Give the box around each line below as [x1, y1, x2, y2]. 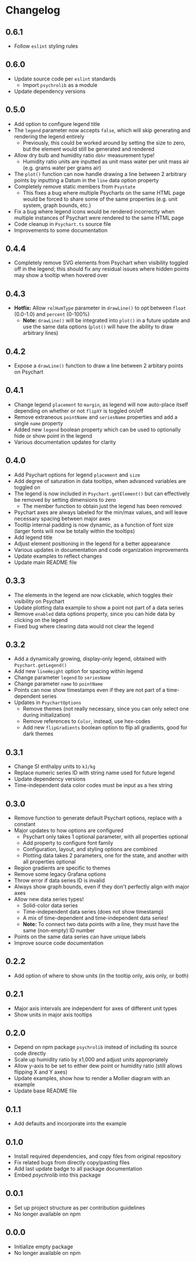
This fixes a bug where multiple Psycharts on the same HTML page [22, 189, 185, 196]
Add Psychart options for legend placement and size [13, 471, 140, 478]
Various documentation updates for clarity [13, 438, 116, 445]
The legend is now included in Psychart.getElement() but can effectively [13, 490, 190, 497]
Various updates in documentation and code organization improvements [13, 546, 189, 553]
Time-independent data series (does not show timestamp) [22, 908, 164, 915]
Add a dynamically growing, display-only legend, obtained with [13, 655, 167, 662]
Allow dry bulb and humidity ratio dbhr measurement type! [13, 151, 155, 159]
